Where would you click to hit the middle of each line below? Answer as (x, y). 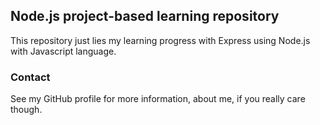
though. (26, 110)
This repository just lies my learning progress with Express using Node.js (160, 40)
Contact (30, 77)
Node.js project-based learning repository (145, 16)
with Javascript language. (63, 51)
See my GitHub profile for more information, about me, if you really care (158, 99)
